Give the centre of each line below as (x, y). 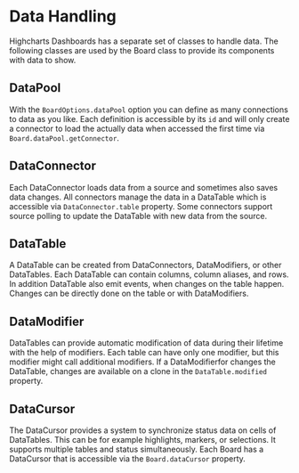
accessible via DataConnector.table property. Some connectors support (141, 206)
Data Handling (63, 16)
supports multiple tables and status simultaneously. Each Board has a (137, 449)
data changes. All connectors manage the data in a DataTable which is (138, 197)
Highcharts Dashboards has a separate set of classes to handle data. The (144, 41)
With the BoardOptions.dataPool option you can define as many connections (149, 110)
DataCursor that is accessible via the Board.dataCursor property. (128, 459)
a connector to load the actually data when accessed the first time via (137, 128)
